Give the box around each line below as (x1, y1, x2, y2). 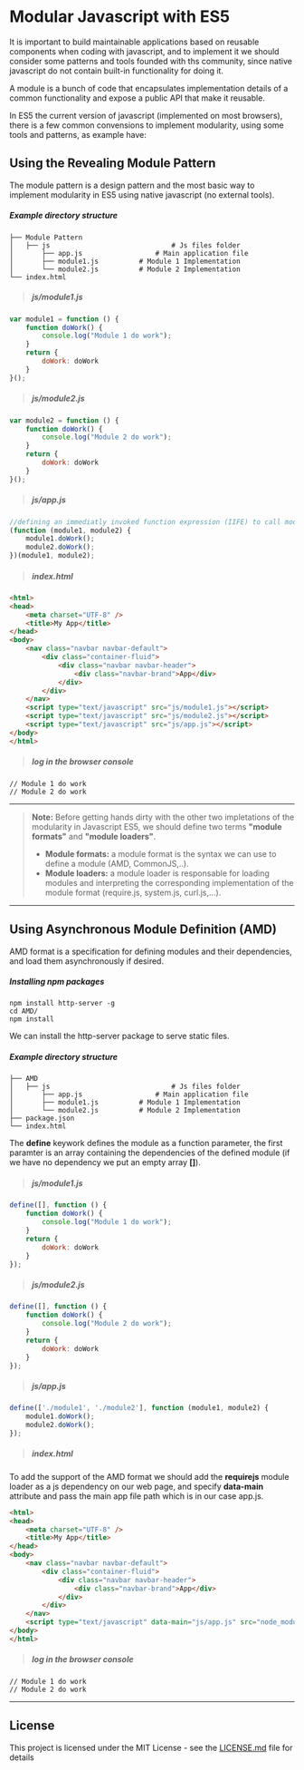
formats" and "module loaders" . (31, 831, 157, 841)
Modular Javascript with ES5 (9, 6, 231, 27)
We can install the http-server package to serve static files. (9, 1031, 230, 1042)
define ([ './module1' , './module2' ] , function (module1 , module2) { (9, 1404, 270, 1413)
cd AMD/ (9, 1007, 39, 1016)
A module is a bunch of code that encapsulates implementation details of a (9, 83, 289, 93)
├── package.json (9, 1114, 75, 1123)
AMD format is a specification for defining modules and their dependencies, (9, 946, 292, 957)
